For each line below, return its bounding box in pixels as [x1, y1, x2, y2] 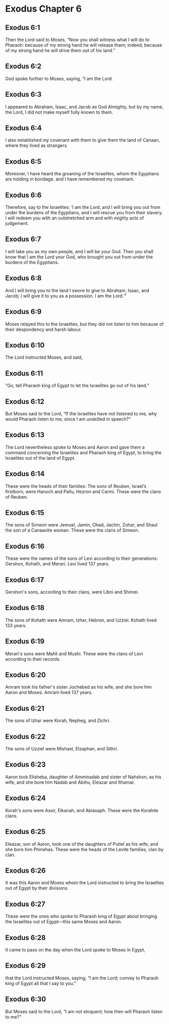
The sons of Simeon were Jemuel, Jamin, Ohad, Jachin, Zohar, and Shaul [5, 522, 158, 528]
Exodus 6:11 [5, 369, 43, 377]
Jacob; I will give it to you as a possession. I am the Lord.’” [5, 292, 127, 299]
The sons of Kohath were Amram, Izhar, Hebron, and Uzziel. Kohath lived [5, 617, 157, 623]
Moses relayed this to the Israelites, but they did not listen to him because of [5, 321, 164, 327]
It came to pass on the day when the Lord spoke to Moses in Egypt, [5, 946, 145, 953]
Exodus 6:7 [5, 235, 41, 244]
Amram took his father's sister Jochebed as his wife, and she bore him [5, 684, 152, 690]
